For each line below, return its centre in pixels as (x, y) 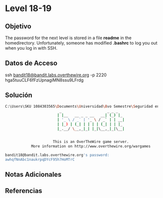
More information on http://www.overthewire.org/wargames (91, 146)
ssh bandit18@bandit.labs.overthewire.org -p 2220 (56, 75)
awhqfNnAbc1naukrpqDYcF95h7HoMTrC (40, 159)
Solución (19, 95)
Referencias (24, 191)
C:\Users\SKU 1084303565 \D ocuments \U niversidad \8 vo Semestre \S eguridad (79, 106)
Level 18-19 (28, 8)
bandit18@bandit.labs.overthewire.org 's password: (57, 155)
